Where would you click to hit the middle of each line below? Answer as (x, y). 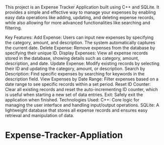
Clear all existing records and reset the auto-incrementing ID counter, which (82, 89)
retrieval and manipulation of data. (40, 115)
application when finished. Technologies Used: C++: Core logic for (72, 100)
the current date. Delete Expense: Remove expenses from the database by (80, 48)
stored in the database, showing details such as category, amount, (72, 58)
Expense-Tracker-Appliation (64, 135)
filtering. (13, 28)
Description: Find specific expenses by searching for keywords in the (75, 74)
